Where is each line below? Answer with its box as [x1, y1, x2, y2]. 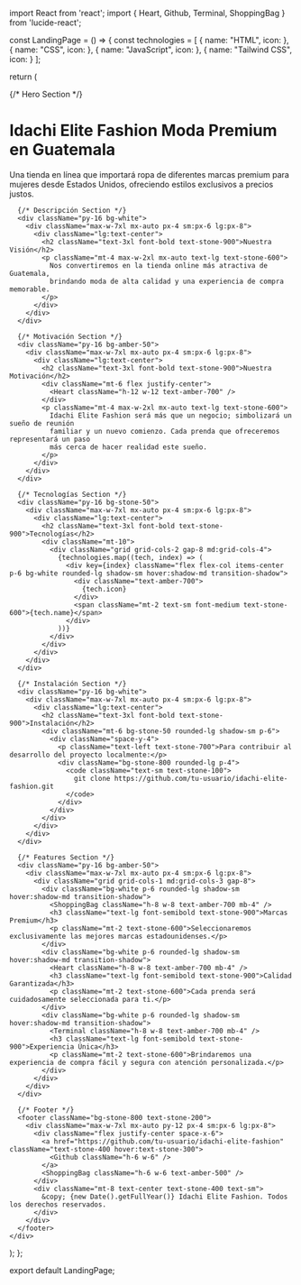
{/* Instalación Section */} [17, 679, 127, 688]
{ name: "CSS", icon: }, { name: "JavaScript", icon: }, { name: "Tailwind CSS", [9, 44, 293, 55]
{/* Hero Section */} [9, 89, 83, 99]
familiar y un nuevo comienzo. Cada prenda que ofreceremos [49, 427, 280, 436]
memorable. [9, 284, 50, 294]
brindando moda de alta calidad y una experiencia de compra [49, 277, 284, 286]
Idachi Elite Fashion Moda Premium [9, 121, 278, 141]
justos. [9, 188, 34, 199]
